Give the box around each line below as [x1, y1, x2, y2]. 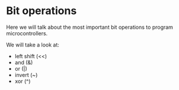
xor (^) [14, 78, 31, 85]
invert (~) [14, 71, 38, 78]
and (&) [14, 59, 33, 66]
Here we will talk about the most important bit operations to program [6, 24, 174, 31]
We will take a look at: [6, 41, 59, 48]
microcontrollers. [6, 29, 48, 36]
